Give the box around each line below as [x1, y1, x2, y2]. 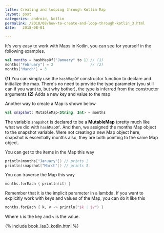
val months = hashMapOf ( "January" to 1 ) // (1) [5, 58, 104, 63]
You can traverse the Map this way [5, 172, 75, 178]
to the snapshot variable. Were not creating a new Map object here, [5, 129, 141, 135]
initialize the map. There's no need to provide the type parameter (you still [5, 81, 154, 86]
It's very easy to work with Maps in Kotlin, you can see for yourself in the [5, 43, 152, 49]
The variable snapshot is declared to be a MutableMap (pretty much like [5, 119, 150, 125]
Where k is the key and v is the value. [5, 213, 80, 220]
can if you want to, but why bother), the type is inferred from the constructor [5, 86, 159, 92]
